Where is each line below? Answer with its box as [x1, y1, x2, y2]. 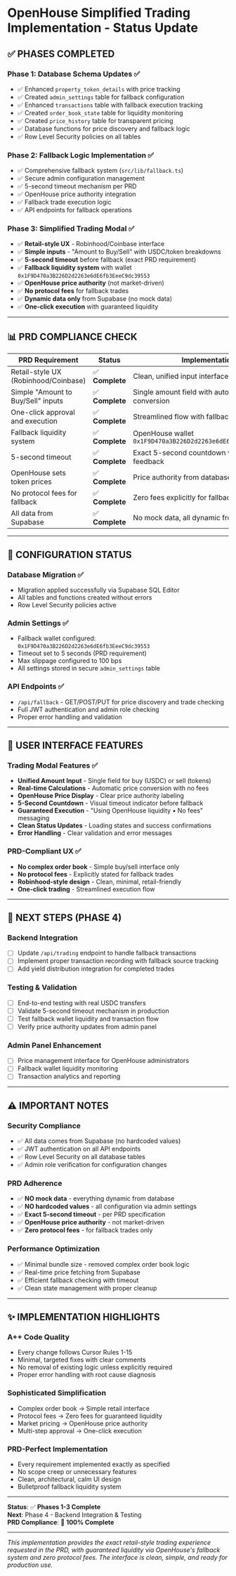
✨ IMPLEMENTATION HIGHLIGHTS [7, 1311, 160, 1323]
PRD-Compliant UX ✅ [7, 846, 82, 856]
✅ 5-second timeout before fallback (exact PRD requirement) [17, 255, 197, 264]
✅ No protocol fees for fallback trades [17, 287, 129, 295]
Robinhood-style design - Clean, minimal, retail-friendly [17, 877, 181, 886]
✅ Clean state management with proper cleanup [17, 1284, 157, 1292]
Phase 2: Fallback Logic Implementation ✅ [7, 150, 155, 160]
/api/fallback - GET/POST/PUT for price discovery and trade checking [17, 697, 225, 706]
